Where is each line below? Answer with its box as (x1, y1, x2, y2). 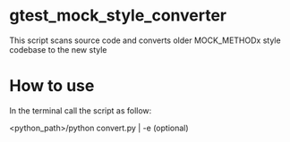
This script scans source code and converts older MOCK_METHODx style (9, 35, 281, 46)
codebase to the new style (9, 44, 107, 54)
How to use (9, 76, 95, 96)
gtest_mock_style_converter (9, 5, 226, 26)
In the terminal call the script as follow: (9, 104, 152, 116)
